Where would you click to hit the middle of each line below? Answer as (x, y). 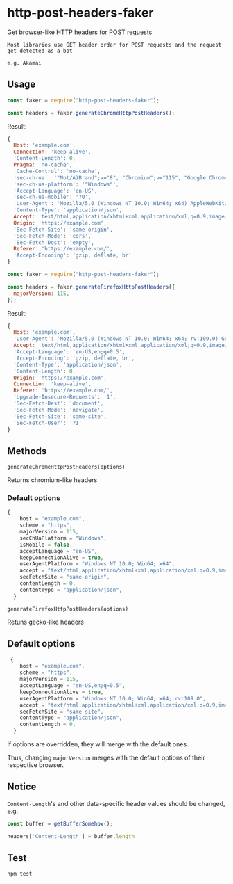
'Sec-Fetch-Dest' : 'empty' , (54, 242)
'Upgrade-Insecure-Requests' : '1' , (65, 397)
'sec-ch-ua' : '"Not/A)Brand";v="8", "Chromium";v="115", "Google (110, 178)
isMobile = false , (46, 545)
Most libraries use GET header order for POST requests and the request (114, 45)
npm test (20, 874)
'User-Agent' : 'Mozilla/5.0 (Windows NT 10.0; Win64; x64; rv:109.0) (116, 339)
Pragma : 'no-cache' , (43, 165)
